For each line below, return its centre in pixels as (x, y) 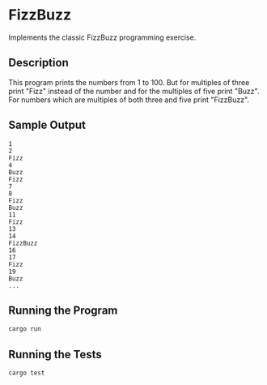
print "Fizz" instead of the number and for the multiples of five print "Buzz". (134, 91)
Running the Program (63, 310)
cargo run (25, 329)
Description (38, 63)
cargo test (27, 373)
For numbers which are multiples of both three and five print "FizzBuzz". (129, 100)
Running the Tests (55, 354)
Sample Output (47, 125)
